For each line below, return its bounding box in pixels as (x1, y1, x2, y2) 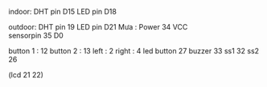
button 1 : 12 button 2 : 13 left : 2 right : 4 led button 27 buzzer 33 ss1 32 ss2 (8, 46, 260, 55)
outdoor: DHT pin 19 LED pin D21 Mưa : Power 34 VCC (8, 22, 188, 31)
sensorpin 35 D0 (8, 31, 64, 40)
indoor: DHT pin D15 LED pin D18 (8, 7, 117, 16)
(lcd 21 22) (8, 70, 44, 79)
